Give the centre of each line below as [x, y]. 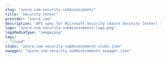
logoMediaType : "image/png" [34, 32]
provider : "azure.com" [28, 19]
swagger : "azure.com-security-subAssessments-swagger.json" [68, 51]
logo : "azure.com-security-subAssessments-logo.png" [61, 28]
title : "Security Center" [32, 14]
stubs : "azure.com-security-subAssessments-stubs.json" [64, 46]
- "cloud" [15, 42]
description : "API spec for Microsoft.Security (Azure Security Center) [82, 23]
